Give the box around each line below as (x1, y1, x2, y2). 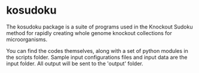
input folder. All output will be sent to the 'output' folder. (6, 60, 143, 67)
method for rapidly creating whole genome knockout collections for (6, 29, 172, 36)
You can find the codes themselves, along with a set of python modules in (6, 47, 188, 54)
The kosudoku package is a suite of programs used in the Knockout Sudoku (6, 23, 193, 30)
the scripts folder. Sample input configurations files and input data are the (6, 53, 188, 61)
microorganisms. (6, 36, 48, 43)
